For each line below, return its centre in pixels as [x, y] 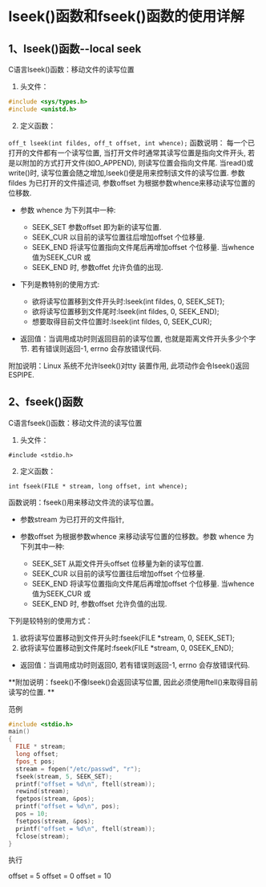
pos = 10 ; [32, 814]
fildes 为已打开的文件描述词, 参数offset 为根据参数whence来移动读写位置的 [132, 182]
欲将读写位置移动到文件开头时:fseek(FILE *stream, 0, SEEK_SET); [127, 638]
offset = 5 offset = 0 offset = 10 [60, 876]
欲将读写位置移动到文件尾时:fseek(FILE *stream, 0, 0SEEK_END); [127, 648]
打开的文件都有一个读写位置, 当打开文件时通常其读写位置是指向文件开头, [127, 153]
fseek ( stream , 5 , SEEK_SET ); [64, 776]
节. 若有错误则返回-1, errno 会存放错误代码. [91, 348]
